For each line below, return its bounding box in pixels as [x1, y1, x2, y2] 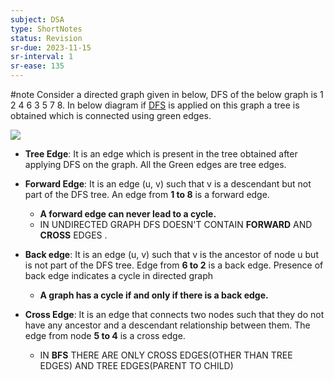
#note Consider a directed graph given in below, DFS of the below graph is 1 [10, 89, 324, 100]
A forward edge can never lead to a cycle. [39, 208, 217, 220]
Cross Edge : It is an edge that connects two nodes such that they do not [24, 309, 325, 320]
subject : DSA [10, 14, 65, 25]
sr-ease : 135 [10, 61, 65, 71]
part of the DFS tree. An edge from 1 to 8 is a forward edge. [24, 189, 270, 200]
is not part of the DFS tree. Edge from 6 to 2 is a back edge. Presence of [24, 259, 324, 271]
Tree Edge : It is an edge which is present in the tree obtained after [24, 148, 298, 160]
